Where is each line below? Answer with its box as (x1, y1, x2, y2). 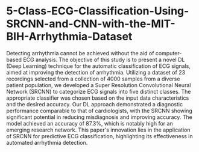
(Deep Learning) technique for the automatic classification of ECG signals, (6, 62, 191, 70)
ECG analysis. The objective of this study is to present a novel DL (23, 56, 185, 63)
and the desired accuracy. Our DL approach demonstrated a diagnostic (6, 100, 183, 108)
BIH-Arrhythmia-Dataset (6, 30, 133, 43)
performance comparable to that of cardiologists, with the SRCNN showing (6, 107, 193, 114)
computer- (155, 49, 182, 56)
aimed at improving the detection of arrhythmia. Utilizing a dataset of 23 (6, 68, 186, 76)
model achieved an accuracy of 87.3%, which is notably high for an (6, 120, 173, 127)
